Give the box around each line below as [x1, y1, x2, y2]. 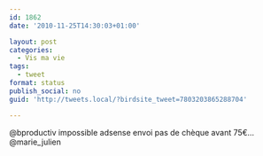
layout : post [9, 37, 58, 46]
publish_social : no [9, 86, 81, 96]
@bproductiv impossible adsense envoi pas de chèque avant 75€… [9, 127, 255, 137]
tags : [9, 62, 29, 71]
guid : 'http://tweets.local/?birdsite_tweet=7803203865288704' [9, 95, 248, 104]
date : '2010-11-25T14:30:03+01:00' [9, 21, 141, 30]
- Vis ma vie [17, 54, 66, 63]
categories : [9, 45, 53, 54]
